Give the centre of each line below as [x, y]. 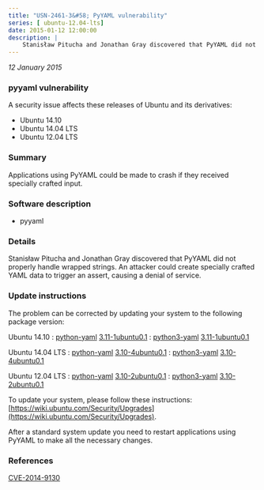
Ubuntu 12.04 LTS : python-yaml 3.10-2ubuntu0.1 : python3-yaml [113, 375]
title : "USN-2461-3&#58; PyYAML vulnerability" [88, 15]
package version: [36, 322]
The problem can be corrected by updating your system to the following [125, 313]
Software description [50, 204]
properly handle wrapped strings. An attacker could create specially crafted [132, 267]
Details [22, 241]
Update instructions [47, 296]
